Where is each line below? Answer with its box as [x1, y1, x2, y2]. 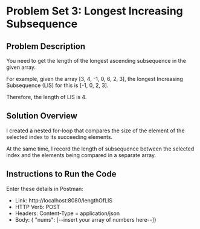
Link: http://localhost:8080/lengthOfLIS [15, 196, 113, 204]
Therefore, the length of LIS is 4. [6, 94, 87, 100]
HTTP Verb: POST [15, 203, 60, 210]
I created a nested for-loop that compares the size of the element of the [6, 127, 185, 134]
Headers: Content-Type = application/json [15, 210, 120, 217]
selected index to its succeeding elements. [6, 133, 113, 140]
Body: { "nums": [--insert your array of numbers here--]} [15, 216, 156, 223]
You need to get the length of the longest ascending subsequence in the [6, 57, 186, 64]
